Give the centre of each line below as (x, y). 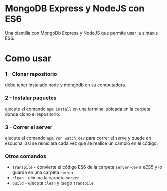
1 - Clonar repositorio (31, 74)
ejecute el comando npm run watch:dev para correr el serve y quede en (78, 138)
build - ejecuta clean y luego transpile (53, 183)
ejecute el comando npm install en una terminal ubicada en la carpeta (78, 109)
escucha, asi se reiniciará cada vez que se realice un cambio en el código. (82, 143)
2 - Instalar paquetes (31, 98)
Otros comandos (26, 156)
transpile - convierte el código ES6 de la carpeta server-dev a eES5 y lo (87, 167)
